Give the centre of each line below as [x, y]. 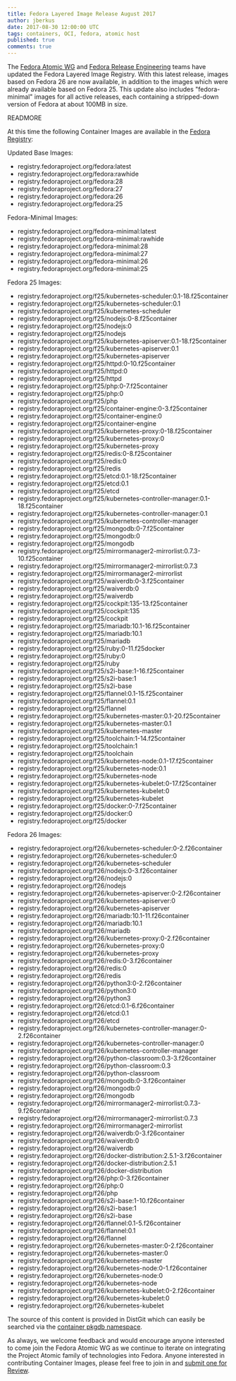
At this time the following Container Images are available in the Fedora [109, 132]
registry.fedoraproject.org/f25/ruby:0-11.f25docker [91, 649]
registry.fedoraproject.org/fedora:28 [70, 181]
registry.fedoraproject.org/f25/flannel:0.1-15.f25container [100, 693]
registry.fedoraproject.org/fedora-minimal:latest [87, 231]
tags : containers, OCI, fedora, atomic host [74, 34]
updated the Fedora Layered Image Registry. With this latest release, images [118, 74]
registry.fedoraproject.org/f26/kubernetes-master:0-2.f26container [115, 1246]
